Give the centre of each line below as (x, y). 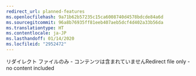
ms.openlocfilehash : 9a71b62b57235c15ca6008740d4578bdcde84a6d (85, 17)
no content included (30, 68)
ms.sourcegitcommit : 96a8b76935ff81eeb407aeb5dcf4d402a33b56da (85, 22)
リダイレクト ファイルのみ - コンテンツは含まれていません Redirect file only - (98, 61)
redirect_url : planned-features (45, 11)
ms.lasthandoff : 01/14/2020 (40, 39)
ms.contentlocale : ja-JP (36, 33)
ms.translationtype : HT (35, 28)
